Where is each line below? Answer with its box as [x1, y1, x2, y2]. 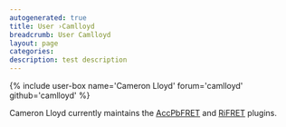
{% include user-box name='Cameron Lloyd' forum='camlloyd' [9, 81, 243, 91]
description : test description [9, 55, 128, 64]
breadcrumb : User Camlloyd [9, 30, 111, 39]
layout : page [9, 38, 59, 48]
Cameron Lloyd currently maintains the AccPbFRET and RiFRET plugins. [9, 108, 278, 118]
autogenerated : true [9, 13, 88, 23]
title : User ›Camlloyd [9, 22, 95, 31]
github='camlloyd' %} [9, 90, 91, 101]
